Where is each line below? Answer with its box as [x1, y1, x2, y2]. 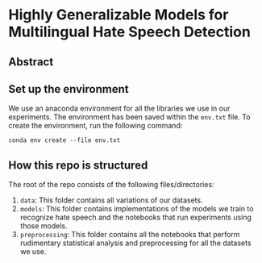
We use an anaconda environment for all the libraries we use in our [8, 103, 231, 114]
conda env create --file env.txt [8, 136, 121, 144]
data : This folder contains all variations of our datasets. [19, 195, 203, 205]
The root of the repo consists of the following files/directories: [8, 180, 215, 190]
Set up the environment [8, 82, 129, 96]
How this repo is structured [8, 158, 148, 172]
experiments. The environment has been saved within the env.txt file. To [8, 112, 251, 122]
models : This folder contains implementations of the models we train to [19, 204, 254, 214]
